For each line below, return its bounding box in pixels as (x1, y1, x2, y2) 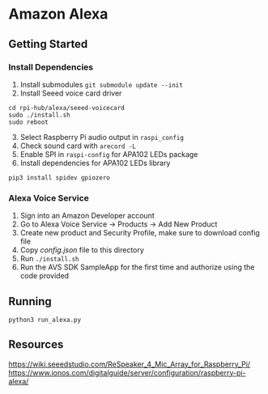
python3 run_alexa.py (8, 316, 82, 324)
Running (8, 294, 53, 308)
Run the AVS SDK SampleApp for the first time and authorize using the (19, 262, 255, 272)
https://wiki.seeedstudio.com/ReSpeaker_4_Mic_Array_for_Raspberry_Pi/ (8, 359, 251, 369)
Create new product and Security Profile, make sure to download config (19, 228, 261, 238)
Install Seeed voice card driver (19, 88, 122, 98)
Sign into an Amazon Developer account (19, 211, 155, 221)
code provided (19, 271, 70, 281)
